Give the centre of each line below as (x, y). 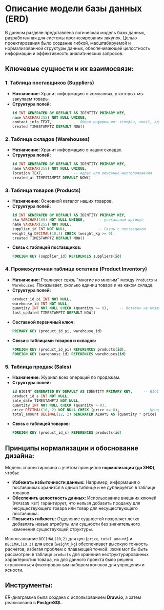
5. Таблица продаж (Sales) (38, 367)
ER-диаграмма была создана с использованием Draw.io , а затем (73, 597)
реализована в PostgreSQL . (34, 602)
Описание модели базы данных (74, 9)
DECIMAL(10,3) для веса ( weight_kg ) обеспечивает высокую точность (76, 544)
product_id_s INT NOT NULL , (41, 396)
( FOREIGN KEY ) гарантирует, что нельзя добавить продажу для (76, 503)
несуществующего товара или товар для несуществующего (75, 508)
